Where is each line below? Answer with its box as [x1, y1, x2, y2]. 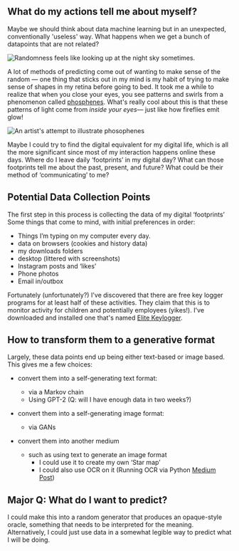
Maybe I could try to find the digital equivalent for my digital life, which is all [7, 140, 229, 149]
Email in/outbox [17, 277, 64, 285]
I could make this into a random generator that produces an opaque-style [7, 513, 223, 522]
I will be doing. [7, 535, 51, 544]
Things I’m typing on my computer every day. [17, 231, 151, 240]
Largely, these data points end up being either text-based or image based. [7, 352, 225, 362]
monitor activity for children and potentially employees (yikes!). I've [7, 305, 205, 314]
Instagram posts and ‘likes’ [17, 261, 97, 270]
